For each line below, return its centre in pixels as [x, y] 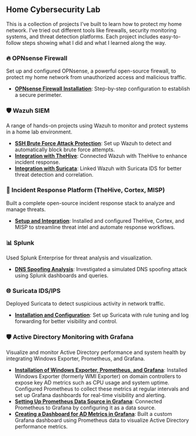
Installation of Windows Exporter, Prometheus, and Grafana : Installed [101, 370]
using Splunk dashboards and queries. [61, 275]
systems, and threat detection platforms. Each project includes [82, 36]
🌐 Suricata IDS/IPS [33, 291]
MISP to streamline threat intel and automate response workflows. [95, 227]
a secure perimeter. [38, 95]
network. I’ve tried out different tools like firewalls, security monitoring [92, 30]
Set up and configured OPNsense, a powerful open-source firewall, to [91, 71]
